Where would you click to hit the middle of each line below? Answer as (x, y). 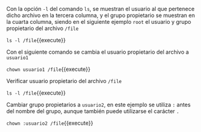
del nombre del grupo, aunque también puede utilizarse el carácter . (93, 111)
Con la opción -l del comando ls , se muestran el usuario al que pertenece (100, 9)
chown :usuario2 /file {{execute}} (50, 123)
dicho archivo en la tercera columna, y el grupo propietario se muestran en (100, 15)
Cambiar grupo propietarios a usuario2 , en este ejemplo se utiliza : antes (99, 105)
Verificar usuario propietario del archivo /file (64, 81)
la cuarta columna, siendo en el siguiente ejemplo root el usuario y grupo (99, 22)
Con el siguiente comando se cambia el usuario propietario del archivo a (98, 52)
